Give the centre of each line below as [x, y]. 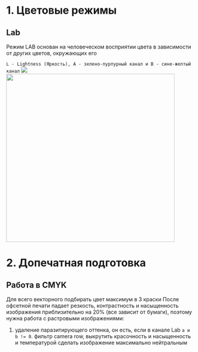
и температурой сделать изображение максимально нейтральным [101, 342]
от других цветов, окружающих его [51, 53]
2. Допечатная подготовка [76, 263]
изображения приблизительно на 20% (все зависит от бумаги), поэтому [99, 312]
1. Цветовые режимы [62, 10]
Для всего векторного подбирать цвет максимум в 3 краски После [93, 299]
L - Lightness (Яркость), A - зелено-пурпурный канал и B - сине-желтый [99, 64]
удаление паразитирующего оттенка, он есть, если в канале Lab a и [102, 330]
